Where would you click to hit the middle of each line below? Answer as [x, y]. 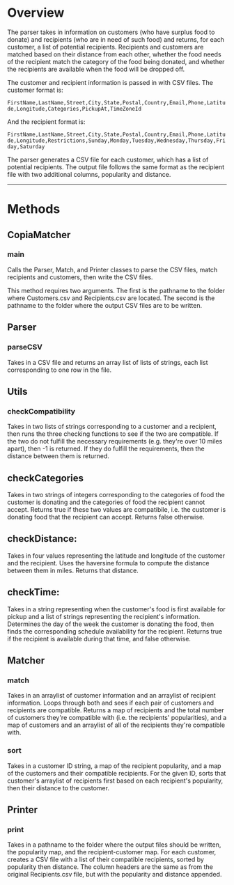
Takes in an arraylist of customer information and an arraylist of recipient [111, 696]
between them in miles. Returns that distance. [73, 570]
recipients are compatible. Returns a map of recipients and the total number [116, 710]
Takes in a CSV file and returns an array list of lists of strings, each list [108, 362]
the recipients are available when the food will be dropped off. [96, 69]
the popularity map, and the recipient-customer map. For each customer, [112, 852]
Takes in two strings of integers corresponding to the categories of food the [116, 495]
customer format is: [36, 90]
